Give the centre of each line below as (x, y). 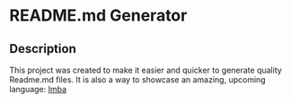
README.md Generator (98, 16)
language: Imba (38, 89)
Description (43, 49)
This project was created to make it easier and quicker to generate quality (146, 70)
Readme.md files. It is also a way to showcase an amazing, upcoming (138, 80)
